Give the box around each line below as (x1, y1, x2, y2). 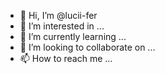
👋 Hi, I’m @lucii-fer (19, 10, 98, 21)
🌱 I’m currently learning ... (19, 31, 127, 42)
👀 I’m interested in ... (19, 20, 105, 32)
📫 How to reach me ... (19, 53, 113, 64)
